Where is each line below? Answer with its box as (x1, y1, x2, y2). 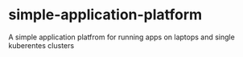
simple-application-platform (8, 6, 203, 24)
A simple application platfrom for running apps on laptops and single (8, 32, 235, 42)
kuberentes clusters (8, 40, 75, 50)
